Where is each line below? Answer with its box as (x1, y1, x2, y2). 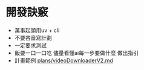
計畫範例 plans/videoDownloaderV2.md (14, 57, 113, 64)
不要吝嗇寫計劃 (14, 34, 52, 41)
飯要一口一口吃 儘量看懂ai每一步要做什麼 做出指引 (14, 49, 139, 56)
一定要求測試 (14, 42, 47, 49)
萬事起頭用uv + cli (14, 27, 60, 34)
